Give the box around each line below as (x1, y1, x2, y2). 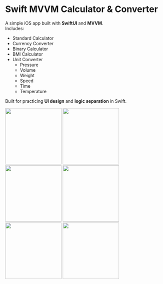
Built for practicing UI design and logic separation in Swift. (5, 98, 127, 104)
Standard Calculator (12, 35, 54, 41)
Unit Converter (12, 56, 43, 62)
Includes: (5, 25, 24, 31)
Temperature (19, 88, 46, 94)
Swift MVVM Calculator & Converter (5, 4, 158, 15)
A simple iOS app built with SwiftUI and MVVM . (5, 20, 103, 26)
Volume (19, 67, 36, 73)
